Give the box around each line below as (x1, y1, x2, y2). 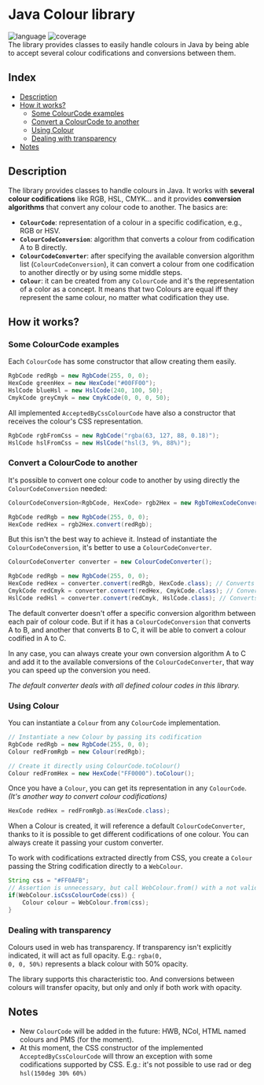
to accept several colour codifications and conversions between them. (8, 48, 236, 57)
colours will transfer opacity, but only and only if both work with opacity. (8, 983, 242, 992)
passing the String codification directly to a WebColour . (8, 862, 183, 871)
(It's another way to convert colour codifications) (8, 792, 167, 801)
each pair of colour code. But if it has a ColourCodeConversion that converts (8, 617, 251, 626)
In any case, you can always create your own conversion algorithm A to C (8, 648, 246, 658)
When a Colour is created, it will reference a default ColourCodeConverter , (8, 821, 246, 830)
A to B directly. (19, 242, 68, 252)
